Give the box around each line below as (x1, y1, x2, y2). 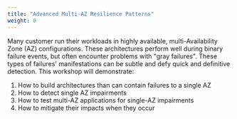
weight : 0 (7, 17, 37, 24)
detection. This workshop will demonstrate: (7, 67, 135, 76)
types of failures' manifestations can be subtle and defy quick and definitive (7, 59, 231, 68)
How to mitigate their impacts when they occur (17, 103, 155, 112)
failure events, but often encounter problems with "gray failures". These (7, 51, 218, 61)
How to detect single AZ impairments (17, 88, 127, 97)
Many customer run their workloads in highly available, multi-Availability (7, 36, 218, 45)
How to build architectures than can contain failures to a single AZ (17, 81, 211, 89)
